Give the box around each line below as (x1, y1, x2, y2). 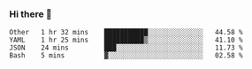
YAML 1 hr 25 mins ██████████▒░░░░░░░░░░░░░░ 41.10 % (9, 35, 243, 45)
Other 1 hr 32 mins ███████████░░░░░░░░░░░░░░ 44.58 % (9, 28, 243, 37)
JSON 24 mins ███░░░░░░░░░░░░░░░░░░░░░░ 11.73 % (9, 43, 243, 52)
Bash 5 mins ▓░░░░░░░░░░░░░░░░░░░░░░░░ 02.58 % (9, 51, 243, 60)
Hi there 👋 (9, 8, 53, 20)
